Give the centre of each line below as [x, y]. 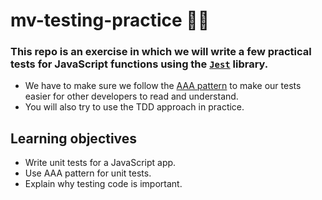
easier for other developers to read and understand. [131, 96]
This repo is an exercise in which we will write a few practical [161, 52]
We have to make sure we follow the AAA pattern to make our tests [163, 86]
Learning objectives [74, 138]
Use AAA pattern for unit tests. [88, 173]
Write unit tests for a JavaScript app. [100, 163]
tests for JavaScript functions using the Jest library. [139, 64]
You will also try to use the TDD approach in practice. [134, 107]
